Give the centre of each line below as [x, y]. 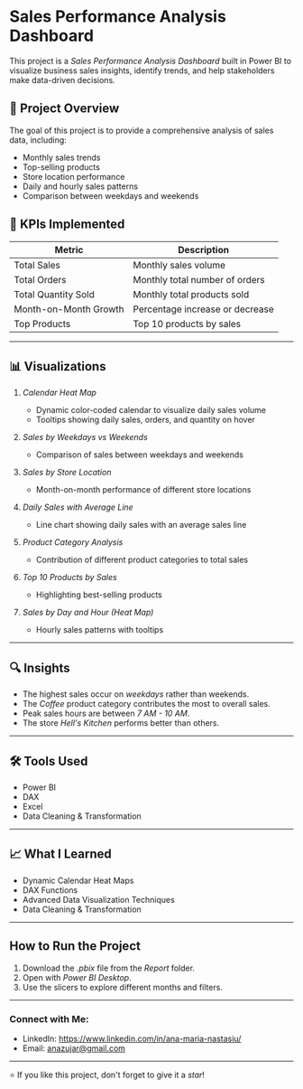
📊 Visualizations [58, 366]
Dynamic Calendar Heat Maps [78, 880]
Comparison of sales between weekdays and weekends [139, 455]
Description [203, 249]
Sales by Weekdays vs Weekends [85, 437]
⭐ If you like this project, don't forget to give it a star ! [107, 1075]
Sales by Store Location [67, 473]
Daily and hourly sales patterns [80, 186]
